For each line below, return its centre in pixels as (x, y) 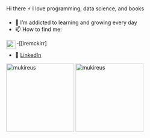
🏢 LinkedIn (28, 55)
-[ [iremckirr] (32, 43)
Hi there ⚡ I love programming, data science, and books (75, 8)
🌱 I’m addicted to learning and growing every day (76, 22)
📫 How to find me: (38, 29)
